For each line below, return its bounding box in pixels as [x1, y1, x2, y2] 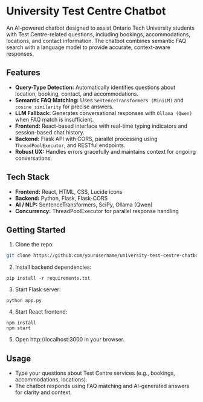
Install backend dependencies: [14, 263, 92, 271]
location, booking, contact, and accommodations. [14, 90, 139, 97]
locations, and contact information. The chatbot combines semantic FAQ [6, 37, 186, 44]
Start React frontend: [14, 308, 68, 315]
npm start [6, 325, 31, 331]
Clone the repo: [14, 241, 54, 248]
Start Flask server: [14, 286, 61, 293]
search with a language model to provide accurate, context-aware [6, 44, 171, 51]
